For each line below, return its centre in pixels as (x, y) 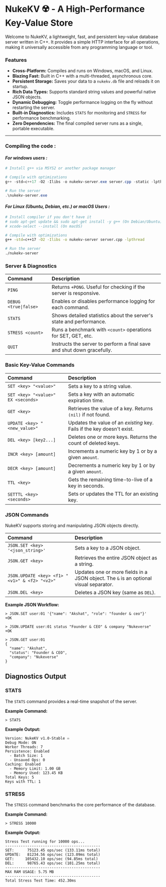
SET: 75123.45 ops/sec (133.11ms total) (53, 850)
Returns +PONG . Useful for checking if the (98, 287)
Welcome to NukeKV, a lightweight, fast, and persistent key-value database (82, 37)
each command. (70, 308)
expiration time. (86, 400)
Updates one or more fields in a (111, 572)
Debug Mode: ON (21, 743)
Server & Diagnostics (31, 266)
